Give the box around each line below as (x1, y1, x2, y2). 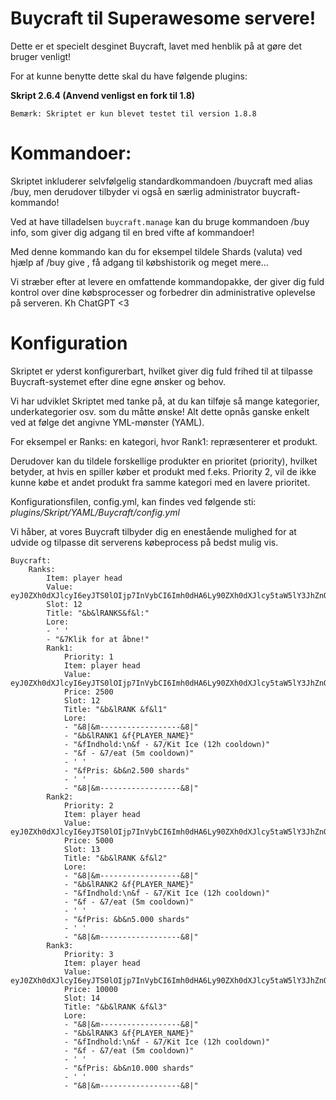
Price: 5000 (63, 835, 114, 846)
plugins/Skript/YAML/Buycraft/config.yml (10, 506, 180, 518)
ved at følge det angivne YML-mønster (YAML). (10, 416, 205, 428)
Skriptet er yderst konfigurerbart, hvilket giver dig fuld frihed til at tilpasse (10, 365, 313, 377)
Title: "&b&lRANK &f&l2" (63, 853, 168, 863)
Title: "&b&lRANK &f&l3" (63, 1002, 168, 1012)
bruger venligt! (10, 50, 72, 62)
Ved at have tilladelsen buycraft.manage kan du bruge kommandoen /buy (10, 215, 310, 227)
